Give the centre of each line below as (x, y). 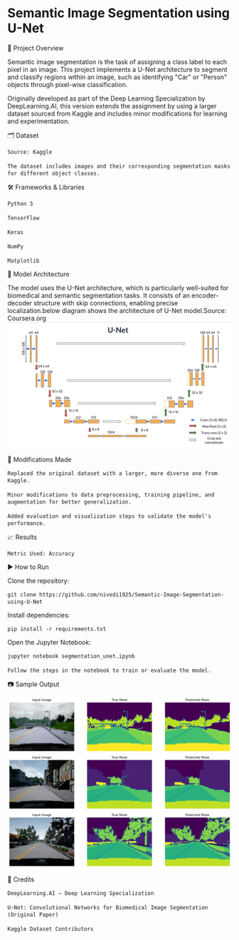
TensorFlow (23, 218)
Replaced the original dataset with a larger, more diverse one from (113, 474)
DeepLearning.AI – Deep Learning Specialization (81, 894)
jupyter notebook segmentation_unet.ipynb (71, 657)
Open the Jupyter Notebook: (49, 643)
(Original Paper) (33, 915)
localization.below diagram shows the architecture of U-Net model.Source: (117, 310)
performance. (27, 523)
